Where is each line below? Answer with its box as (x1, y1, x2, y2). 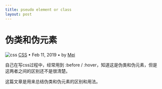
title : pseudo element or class (5, 7, 72, 12)
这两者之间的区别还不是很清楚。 (5, 68, 70, 74)
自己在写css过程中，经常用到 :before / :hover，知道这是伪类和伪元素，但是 (5, 62, 158, 68)
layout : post (5, 12, 32, 17)
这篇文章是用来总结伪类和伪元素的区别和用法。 (5, 79, 100, 85)
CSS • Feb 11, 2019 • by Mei (18, 52, 76, 58)
